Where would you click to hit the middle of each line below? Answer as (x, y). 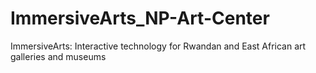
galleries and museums (58, 56)
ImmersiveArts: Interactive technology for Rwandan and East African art (158, 46)
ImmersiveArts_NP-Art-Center (140, 18)
